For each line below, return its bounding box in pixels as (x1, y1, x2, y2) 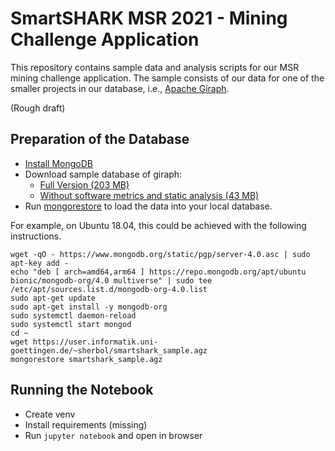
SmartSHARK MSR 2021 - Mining (10, 7, 288, 30)
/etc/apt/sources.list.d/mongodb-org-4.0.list (10, 284, 208, 294)
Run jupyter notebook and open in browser (24, 429, 203, 441)
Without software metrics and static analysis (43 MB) (39, 189, 260, 201)
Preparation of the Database (10, 131, 190, 148)
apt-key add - (10, 258, 70, 268)
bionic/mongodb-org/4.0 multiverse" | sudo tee (10, 275, 213, 286)
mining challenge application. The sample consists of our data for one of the (10, 72, 325, 84)
